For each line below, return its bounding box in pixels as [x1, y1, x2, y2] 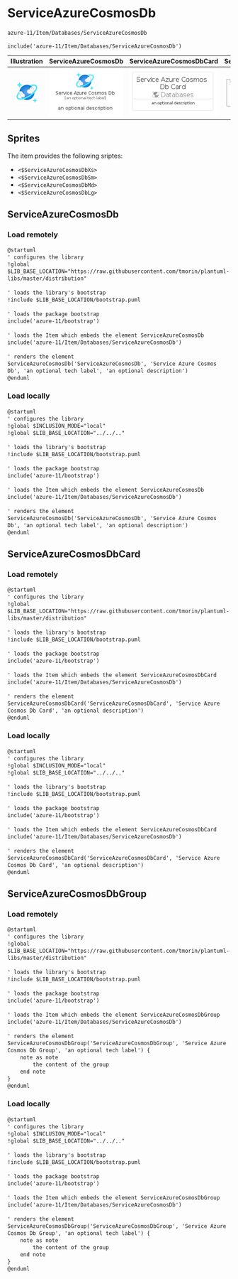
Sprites [7, 133, 40, 145]
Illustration [10, 57, 44, 65]
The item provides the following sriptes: [7, 151, 123, 160]
